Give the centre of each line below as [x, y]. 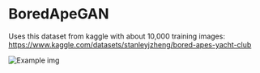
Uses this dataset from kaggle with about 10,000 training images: [117, 36]
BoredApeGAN [59, 14]
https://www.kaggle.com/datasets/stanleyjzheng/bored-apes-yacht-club [130, 44]
